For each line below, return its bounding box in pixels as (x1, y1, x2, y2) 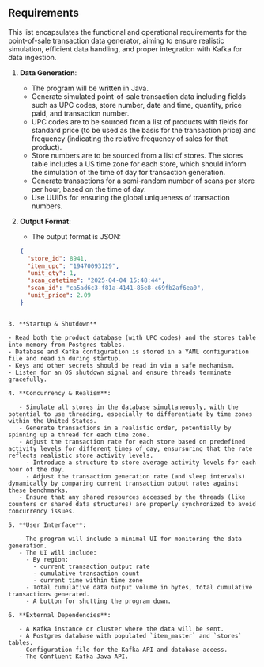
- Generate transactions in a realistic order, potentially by (18, 424, 232, 432)
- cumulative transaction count (32, 570, 140, 577)
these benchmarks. (8, 486, 69, 494)
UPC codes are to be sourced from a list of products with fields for (31, 116, 249, 126)
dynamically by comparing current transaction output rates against (8, 479, 239, 487)
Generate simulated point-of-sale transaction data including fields (31, 91, 247, 101)
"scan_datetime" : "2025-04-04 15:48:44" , (27, 276, 166, 284)
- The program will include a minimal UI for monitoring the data (18, 535, 243, 543)
